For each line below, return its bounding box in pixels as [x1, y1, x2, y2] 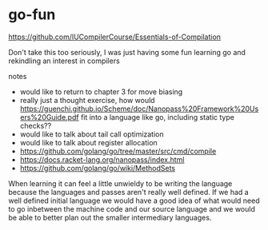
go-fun [8, 6, 56, 24]
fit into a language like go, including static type [80, 112, 234, 121]
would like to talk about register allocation [19, 137, 158, 147]
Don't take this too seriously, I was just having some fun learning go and [8, 47, 246, 57]
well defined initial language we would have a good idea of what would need [8, 196, 260, 205]
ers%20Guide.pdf [19, 112, 79, 121]
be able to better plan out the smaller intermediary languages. [8, 212, 212, 222]
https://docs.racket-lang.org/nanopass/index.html [19, 154, 185, 165]
